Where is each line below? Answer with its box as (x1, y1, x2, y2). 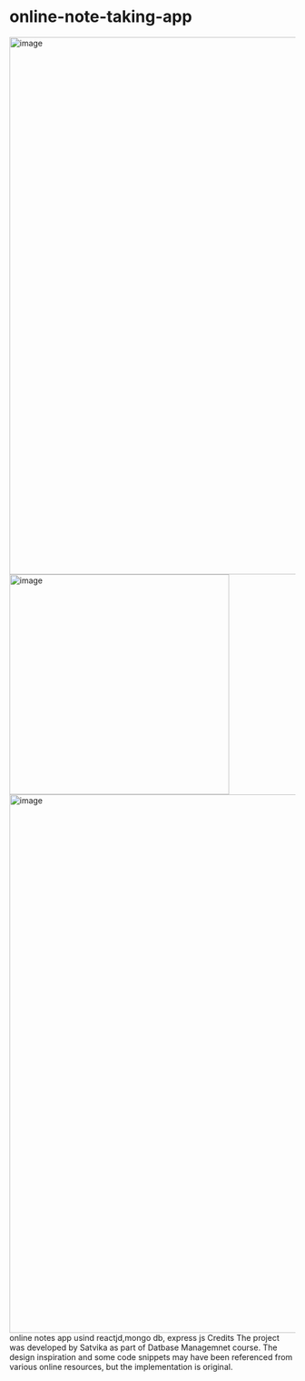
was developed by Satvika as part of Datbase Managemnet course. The (9, 1342, 278, 1353)
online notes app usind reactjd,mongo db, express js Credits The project (9, 1332, 280, 1343)
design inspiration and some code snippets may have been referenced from (9, 1351, 293, 1362)
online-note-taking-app (9, 6, 192, 27)
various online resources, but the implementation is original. (9, 1361, 233, 1372)
